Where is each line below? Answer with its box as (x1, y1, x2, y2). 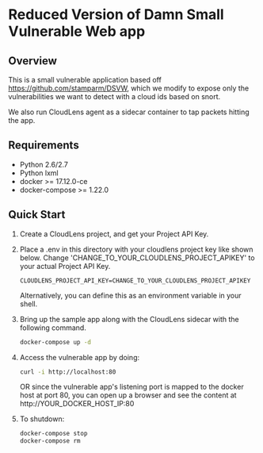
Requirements (8, 139, 79, 152)
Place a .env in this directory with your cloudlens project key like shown (19, 244, 253, 254)
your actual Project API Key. (19, 261, 111, 271)
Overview (8, 54, 58, 67)
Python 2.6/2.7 (19, 159, 69, 169)
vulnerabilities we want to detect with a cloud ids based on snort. (8, 92, 221, 101)
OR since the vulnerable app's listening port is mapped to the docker (19, 382, 244, 392)
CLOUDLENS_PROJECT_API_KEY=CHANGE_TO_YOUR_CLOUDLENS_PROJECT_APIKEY (19, 276, 251, 285)
